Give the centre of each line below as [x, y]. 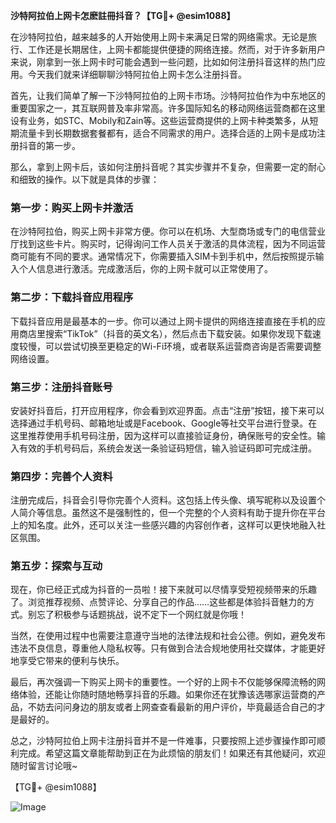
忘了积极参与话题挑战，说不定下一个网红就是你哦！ [141, 615]
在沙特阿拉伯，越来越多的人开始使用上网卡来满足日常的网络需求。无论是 [159, 37]
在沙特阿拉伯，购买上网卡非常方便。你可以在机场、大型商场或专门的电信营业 [168, 231]
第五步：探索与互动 [56, 566]
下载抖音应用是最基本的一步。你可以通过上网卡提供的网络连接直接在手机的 [163, 321]
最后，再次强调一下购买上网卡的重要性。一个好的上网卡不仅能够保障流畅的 [163, 682]
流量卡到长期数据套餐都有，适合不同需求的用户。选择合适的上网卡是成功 [167, 133]
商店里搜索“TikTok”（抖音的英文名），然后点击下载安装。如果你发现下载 [165, 333]
